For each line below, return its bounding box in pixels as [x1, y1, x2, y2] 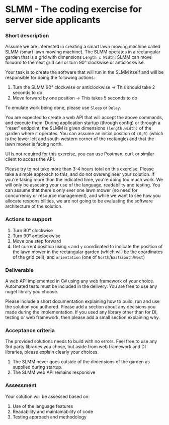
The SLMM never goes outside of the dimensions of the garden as [12, 359, 150, 365]
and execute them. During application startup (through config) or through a [5, 120, 161, 126]
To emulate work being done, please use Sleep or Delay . [5, 104, 122, 111]
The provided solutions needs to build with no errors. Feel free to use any [5, 338, 157, 345]
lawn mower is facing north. [5, 141, 63, 147]
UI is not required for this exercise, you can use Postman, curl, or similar [5, 151, 154, 157]
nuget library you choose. [5, 289, 59, 295]
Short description [5, 32, 49, 39]
